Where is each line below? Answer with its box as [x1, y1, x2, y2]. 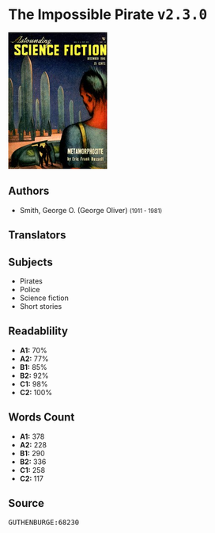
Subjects [8, 255, 53, 268]
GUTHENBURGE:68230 [8, 518, 80, 527]
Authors [8, 185, 50, 198]
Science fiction [19, 293, 69, 303]
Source [8, 497, 45, 510]
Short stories [19, 301, 62, 310]
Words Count [8, 410, 75, 424]
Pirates [19, 276, 43, 286]
